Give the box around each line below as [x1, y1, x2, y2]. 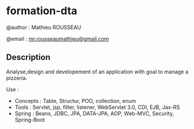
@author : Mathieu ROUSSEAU [6, 24, 81, 31]
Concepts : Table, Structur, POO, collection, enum [14, 97, 136, 104]
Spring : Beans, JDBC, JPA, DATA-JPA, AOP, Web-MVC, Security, [14, 109, 174, 117]
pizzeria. [6, 74, 28, 81]
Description [6, 52, 50, 63]
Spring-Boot [14, 116, 45, 123]
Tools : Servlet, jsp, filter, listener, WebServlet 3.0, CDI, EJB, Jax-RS [14, 104, 180, 111]
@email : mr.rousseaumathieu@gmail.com [6, 35, 109, 42]
